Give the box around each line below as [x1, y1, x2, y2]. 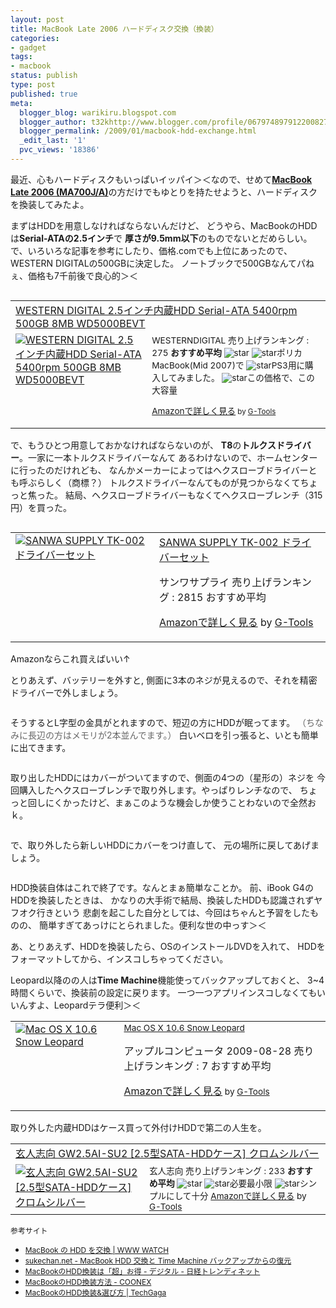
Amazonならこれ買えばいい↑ [10, 653, 131, 665]
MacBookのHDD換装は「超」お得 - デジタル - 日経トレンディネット [24, 1266, 261, 1277]
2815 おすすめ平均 [176, 591, 267, 605]
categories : [10, 33, 60, 43]
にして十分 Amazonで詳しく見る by [166, 1191, 307, 1202]
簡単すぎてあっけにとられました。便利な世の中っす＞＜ [38, 919, 267, 931]
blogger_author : [19, 117, 87, 127]
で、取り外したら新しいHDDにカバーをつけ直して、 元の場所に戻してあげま [10, 839, 320, 851]
